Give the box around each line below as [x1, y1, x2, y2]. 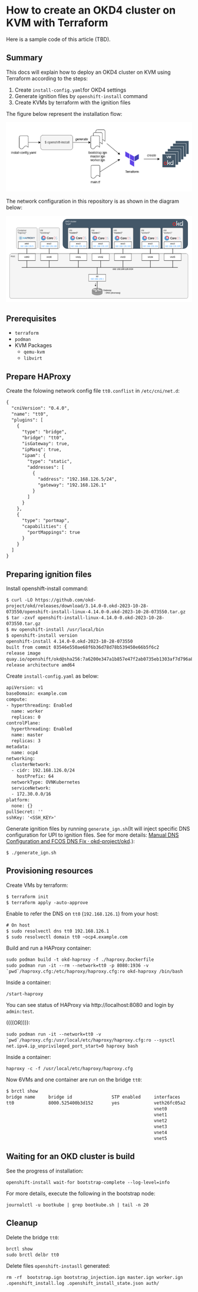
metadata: [6, 744, 31, 750]
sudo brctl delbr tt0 [6, 1252, 60, 1258]
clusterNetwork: [11, 762, 51, 768]
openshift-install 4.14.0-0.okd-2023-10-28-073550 [6, 639, 133, 645]
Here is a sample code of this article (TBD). [6, 35, 111, 43]
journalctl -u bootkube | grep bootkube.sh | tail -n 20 [6, 1202, 149, 1208]
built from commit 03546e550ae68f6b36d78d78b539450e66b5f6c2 [6, 645, 160, 650]
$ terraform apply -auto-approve [6, 899, 88, 905]
